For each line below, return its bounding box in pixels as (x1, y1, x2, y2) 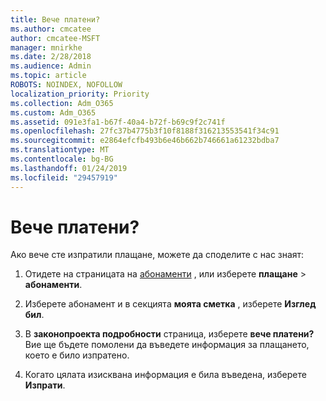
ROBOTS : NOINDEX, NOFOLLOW (10, 80, 123, 90)
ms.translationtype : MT (10, 145, 110, 155)
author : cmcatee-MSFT (10, 33, 101, 43)
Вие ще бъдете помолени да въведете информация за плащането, (24, 339, 310, 351)
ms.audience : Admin (10, 61, 92, 71)
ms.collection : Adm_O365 (10, 98, 114, 108)
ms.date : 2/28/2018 (10, 52, 92, 62)
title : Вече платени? (10, 14, 101, 25)
